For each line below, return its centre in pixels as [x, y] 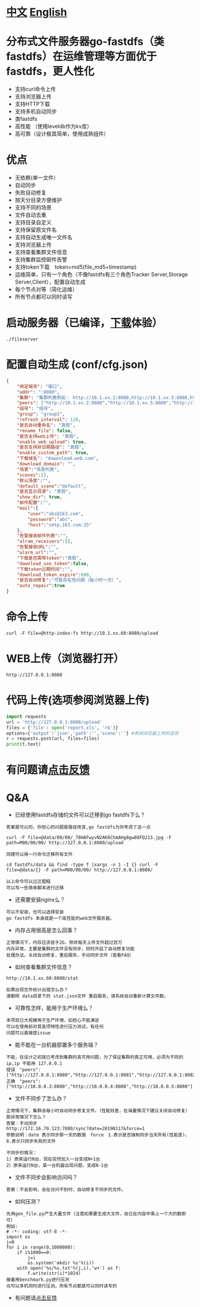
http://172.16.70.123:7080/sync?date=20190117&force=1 [76, 1129]
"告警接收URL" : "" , [38, 547]
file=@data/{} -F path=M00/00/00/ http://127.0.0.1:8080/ [79, 870]
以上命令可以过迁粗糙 [28, 882]
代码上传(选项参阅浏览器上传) [78, 701]
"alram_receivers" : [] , [45, 542]
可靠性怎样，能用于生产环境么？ [54, 1008]
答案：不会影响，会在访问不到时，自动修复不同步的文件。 [66, 1190]
